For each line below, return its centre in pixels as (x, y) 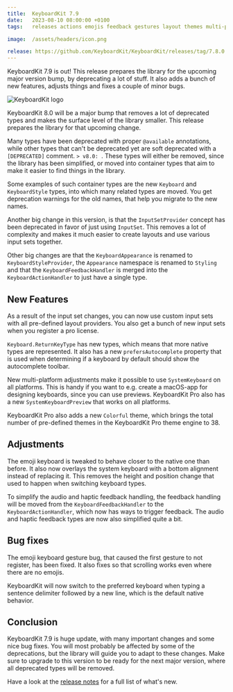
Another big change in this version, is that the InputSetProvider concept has (116, 220)
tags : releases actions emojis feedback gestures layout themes (105, 26)
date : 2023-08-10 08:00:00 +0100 (59, 20)
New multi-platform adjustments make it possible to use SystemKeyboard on (114, 380)
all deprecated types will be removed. (61, 668)
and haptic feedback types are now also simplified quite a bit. (95, 518)
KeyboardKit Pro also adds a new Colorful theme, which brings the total (110, 415)
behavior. (20, 600)
